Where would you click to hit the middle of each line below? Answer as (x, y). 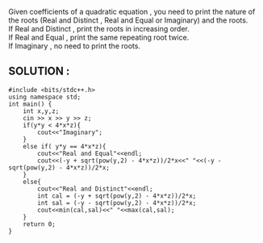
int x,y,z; (41, 111)
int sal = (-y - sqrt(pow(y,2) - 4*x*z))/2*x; (117, 203)
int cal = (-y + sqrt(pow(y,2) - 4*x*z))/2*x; (117, 196)
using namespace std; (45, 97)
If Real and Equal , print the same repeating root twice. (99, 37)
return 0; (40, 224)
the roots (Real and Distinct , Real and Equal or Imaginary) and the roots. (128, 20)
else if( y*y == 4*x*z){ (65, 146)
